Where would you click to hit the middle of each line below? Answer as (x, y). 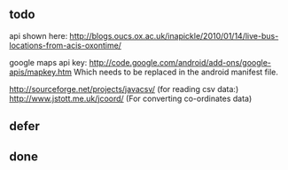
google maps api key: (48, 62)
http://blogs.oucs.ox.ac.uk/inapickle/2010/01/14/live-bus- (174, 35)
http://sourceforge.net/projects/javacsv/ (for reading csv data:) (124, 89)
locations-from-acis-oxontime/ (66, 45)
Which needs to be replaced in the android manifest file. (176, 72)
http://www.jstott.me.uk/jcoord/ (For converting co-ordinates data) (131, 98)
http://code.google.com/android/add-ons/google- (180, 62)
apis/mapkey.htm (41, 72)
